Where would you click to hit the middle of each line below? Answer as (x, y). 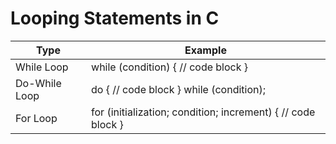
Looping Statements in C (115, 18)
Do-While (38, 83)
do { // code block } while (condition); (179, 89)
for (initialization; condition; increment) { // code (203, 112)
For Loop (36, 118)
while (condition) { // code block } (170, 67)
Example (205, 50)
